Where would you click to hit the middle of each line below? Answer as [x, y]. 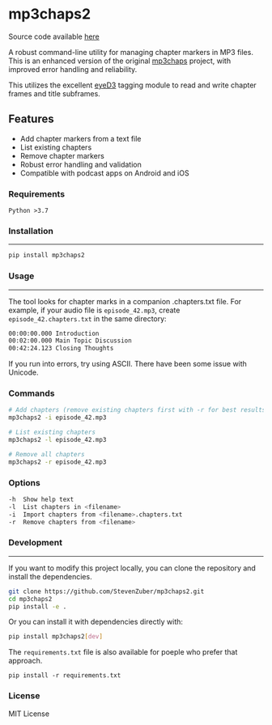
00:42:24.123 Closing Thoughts [61, 349]
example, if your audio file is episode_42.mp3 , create [94, 310]
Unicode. [23, 372]
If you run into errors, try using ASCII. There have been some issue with [127, 364]
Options [24, 482]
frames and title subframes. [55, 93]
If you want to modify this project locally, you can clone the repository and [132, 568]
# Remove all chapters [47, 454]
